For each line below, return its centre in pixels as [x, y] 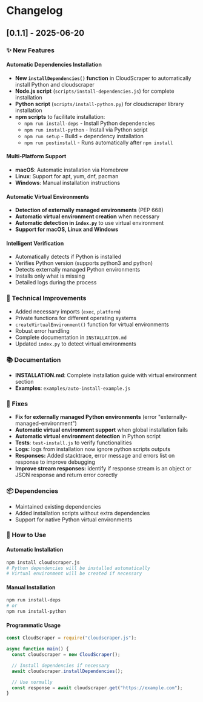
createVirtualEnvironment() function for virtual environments [92, 324]
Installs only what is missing [50, 276]
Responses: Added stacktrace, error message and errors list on [95, 456]
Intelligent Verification [35, 243]
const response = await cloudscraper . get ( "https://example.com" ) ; [97, 688]
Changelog [35, 11]
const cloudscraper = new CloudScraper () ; [66, 655]
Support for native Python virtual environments [73, 520]
